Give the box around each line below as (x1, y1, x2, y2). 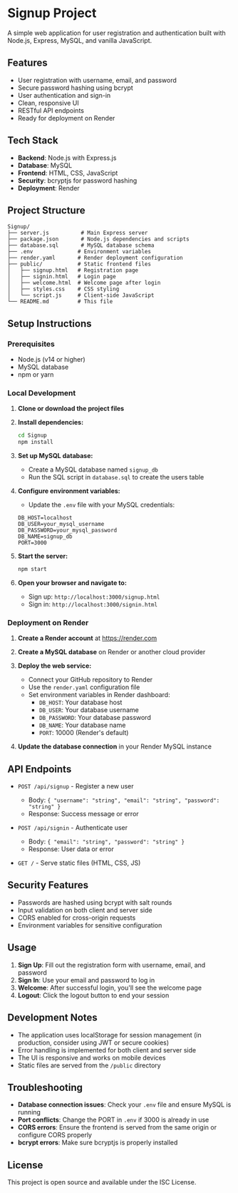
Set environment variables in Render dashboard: (28, 691, 170, 699)
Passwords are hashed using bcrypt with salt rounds (17, 898, 172, 907)
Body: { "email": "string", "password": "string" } (28, 837, 185, 846)
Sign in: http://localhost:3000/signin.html (28, 599, 158, 608)
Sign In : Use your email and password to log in (17, 975, 155, 984)
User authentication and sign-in (17, 91, 111, 99)
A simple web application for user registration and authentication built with (7, 29, 226, 37)
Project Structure (7, 204, 86, 216)
